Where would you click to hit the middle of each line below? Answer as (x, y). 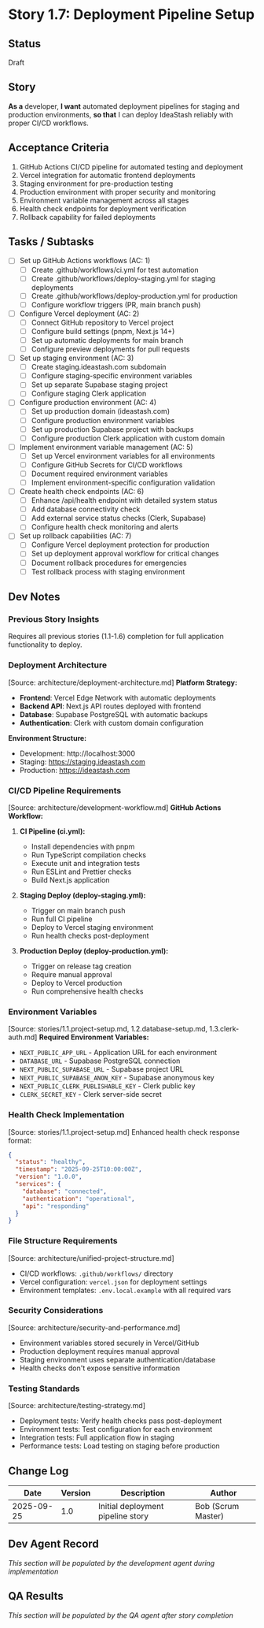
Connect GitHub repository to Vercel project (103, 322)
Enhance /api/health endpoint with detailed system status (124, 500)
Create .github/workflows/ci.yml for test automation (115, 269)
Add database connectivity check (86, 509)
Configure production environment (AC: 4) (88, 403)
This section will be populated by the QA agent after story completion (121, 1615)
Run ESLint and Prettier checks (81, 872)
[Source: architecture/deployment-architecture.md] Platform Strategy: (123, 682)
